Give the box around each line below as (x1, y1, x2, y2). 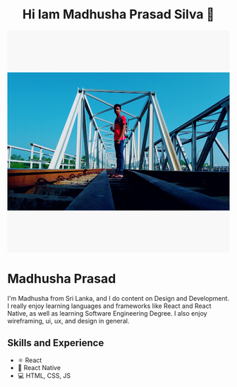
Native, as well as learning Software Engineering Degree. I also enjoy (7, 309, 207, 317)
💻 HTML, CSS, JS (17, 371, 71, 380)
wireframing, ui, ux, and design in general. (7, 316, 130, 325)
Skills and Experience (7, 337, 104, 349)
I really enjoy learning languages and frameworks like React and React (7, 302, 212, 310)
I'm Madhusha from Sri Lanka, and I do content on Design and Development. (7, 294, 230, 302)
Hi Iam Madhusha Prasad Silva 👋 (22, 6, 215, 23)
